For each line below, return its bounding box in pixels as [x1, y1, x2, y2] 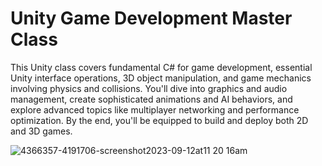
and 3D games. [10, 125, 73, 137]
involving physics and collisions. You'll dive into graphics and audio [10, 82, 288, 94]
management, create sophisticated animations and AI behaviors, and [10, 93, 293, 105]
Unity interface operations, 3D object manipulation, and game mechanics [10, 72, 312, 84]
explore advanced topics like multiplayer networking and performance [10, 103, 300, 116]
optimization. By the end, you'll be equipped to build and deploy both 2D [10, 114, 309, 126]
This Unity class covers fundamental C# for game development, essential [10, 61, 313, 73]
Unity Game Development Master [10, 7, 293, 30]
